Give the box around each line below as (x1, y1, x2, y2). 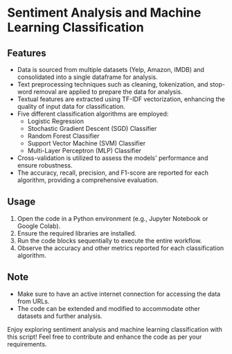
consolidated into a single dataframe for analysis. (17, 73, 158, 81)
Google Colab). (17, 222, 61, 230)
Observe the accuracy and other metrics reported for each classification (17, 244, 224, 252)
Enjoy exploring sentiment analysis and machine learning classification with (7, 325, 223, 333)
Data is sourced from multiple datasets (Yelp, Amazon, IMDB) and (17, 66, 204, 73)
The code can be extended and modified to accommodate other (17, 304, 201, 312)
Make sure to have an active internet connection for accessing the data (17, 290, 221, 298)
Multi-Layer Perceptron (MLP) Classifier (27, 147, 142, 154)
